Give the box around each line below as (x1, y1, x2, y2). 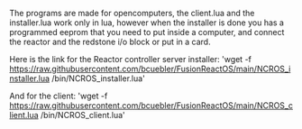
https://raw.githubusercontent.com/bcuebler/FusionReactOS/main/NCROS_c (9, 100, 293, 111)
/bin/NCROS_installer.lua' (51, 73, 146, 84)
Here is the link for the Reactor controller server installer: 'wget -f (9, 54, 252, 64)
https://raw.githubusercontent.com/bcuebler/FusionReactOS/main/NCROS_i (9, 63, 291, 74)
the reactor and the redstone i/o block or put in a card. (9, 36, 211, 47)
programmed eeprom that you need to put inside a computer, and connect (9, 27, 285, 37)
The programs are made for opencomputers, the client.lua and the (9, 8, 255, 18)
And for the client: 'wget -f (9, 90, 108, 101)
